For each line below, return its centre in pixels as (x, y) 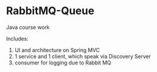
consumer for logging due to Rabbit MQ (63, 63)
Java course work (28, 27)
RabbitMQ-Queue (50, 11)
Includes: (17, 38)
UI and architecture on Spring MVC (57, 50)
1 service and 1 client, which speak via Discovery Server (83, 56)
